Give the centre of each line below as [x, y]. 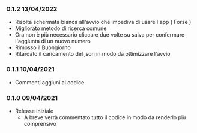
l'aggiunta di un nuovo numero [53, 41]
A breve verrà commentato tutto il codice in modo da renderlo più [105, 117]
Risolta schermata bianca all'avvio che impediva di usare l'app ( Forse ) [103, 22]
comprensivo [40, 123]
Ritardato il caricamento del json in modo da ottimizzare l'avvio [92, 54]
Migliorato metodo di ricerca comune [61, 28]
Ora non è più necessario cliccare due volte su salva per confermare [100, 35]
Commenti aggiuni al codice [50, 82]
